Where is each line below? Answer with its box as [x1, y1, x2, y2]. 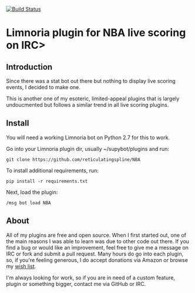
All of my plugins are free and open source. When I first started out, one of [6, 231, 187, 238]
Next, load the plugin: [6, 188, 58, 196]
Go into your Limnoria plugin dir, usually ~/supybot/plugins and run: [6, 145, 169, 152]
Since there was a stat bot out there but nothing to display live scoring [6, 78, 176, 85]
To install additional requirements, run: [6, 167, 99, 174]
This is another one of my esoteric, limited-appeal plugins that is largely [6, 95, 180, 102]
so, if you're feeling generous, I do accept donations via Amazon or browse [6, 256, 188, 264]
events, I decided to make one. [6, 84, 81, 90]
